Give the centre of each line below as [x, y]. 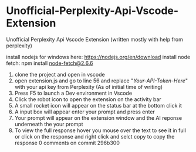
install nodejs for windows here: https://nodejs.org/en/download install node [98, 57]
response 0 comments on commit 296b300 [67, 143]
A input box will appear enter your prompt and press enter [85, 112]
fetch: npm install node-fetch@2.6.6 [50, 63]
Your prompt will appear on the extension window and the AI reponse [98, 118]
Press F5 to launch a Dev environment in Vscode [73, 93]
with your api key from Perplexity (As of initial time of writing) [89, 87]
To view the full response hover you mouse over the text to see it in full [100, 130]
